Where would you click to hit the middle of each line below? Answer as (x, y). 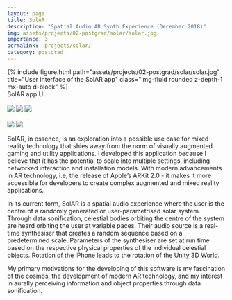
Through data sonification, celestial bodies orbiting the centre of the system (116, 218)
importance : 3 (28, 39)
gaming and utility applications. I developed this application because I (107, 153)
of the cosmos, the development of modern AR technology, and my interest (115, 276)
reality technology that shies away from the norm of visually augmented (110, 145)
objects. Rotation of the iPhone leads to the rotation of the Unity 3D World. (114, 255)
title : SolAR (26, 20)
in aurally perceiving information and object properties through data (104, 283)
